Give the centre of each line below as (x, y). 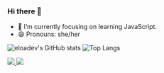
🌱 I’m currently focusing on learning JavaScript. (87, 27)
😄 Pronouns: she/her (49, 34)
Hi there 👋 (25, 11)
